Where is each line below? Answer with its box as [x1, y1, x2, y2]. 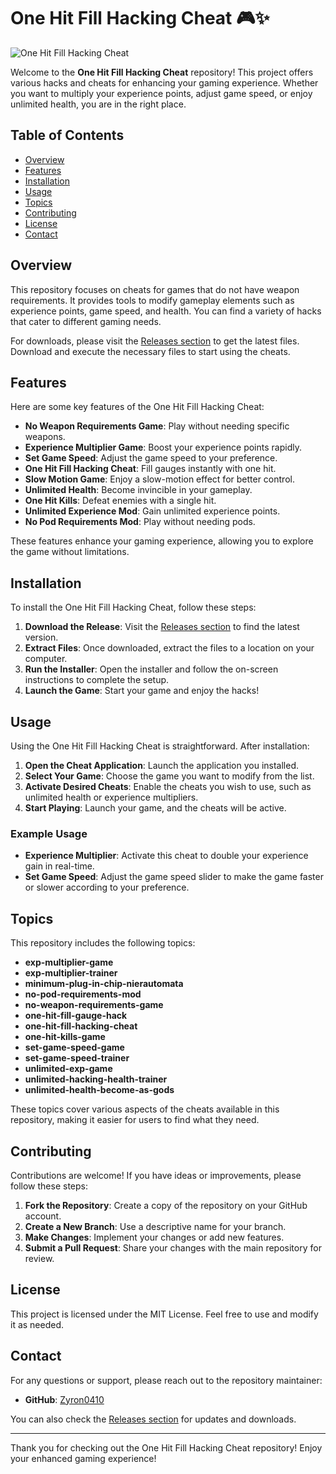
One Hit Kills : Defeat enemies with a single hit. [24, 495, 217, 507]
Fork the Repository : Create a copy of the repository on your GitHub [24, 1199, 308, 1211]
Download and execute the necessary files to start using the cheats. [10, 345, 291, 357]
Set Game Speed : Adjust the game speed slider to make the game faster [24, 871, 324, 883]
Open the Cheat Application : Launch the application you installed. [24, 760, 300, 771]
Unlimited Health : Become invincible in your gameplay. [24, 484, 253, 496]
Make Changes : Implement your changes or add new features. [24, 1231, 285, 1243]
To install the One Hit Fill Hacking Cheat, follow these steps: [10, 601, 257, 614]
